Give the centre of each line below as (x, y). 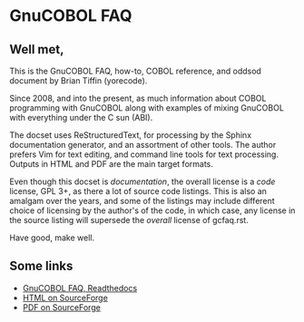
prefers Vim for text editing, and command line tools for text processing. (144, 154)
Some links (41, 266)
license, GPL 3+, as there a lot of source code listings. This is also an (138, 191)
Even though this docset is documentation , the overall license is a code (142, 181)
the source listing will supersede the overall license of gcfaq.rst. (129, 220)
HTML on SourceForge (65, 298)
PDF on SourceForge (62, 307)
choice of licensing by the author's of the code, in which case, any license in (152, 210)
